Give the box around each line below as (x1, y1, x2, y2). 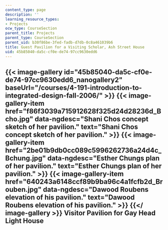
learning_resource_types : (5, 17, 59, 22)
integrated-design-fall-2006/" (5, 91, 103, 100)
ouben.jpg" (5, 185, 42, 193)
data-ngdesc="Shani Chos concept (35, 115, 149, 123)
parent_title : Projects (5, 31, 55, 36)
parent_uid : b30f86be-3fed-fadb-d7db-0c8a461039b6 (5, 40, 113, 45)
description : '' (5, 12, 39, 17)
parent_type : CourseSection (5, 36, 64, 41)
